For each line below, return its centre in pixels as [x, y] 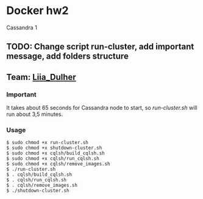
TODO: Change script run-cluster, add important [100, 47]
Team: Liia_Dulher [41, 77]
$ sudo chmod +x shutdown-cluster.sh [54, 148]
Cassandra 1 [22, 27]
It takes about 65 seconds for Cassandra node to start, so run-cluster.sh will [102, 108]
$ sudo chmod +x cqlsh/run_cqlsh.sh [53, 159]
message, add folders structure [68, 56]
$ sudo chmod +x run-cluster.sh [47, 143]
